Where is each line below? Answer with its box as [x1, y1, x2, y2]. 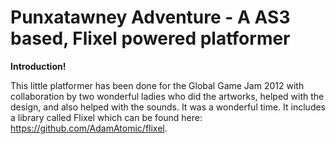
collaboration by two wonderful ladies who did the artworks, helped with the [10, 90, 325, 102]
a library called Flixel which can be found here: [10, 111, 203, 123]
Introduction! [10, 60, 67, 72]
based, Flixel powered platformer [10, 27, 291, 50]
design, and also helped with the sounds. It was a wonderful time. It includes [10, 101, 327, 113]
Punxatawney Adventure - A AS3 [10, 6, 291, 29]
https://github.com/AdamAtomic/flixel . [10, 122, 168, 134]
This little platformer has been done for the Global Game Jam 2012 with [10, 79, 305, 91]
